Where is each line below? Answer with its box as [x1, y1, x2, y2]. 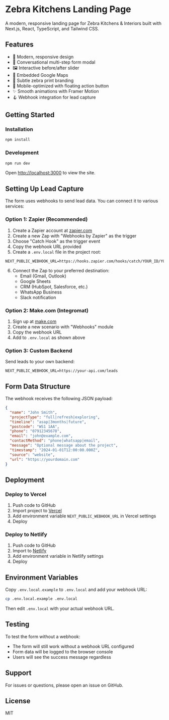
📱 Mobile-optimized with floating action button [12, 82, 109, 89]
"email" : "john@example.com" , [10, 434, 73, 439]
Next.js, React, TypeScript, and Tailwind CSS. [5, 25, 100, 31]
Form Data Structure [5, 382, 70, 391]
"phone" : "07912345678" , [10, 428, 62, 434]
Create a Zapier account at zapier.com [12, 227, 93, 233]
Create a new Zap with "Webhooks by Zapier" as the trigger [12, 232, 137, 238]
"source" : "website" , [10, 452, 55, 457]
